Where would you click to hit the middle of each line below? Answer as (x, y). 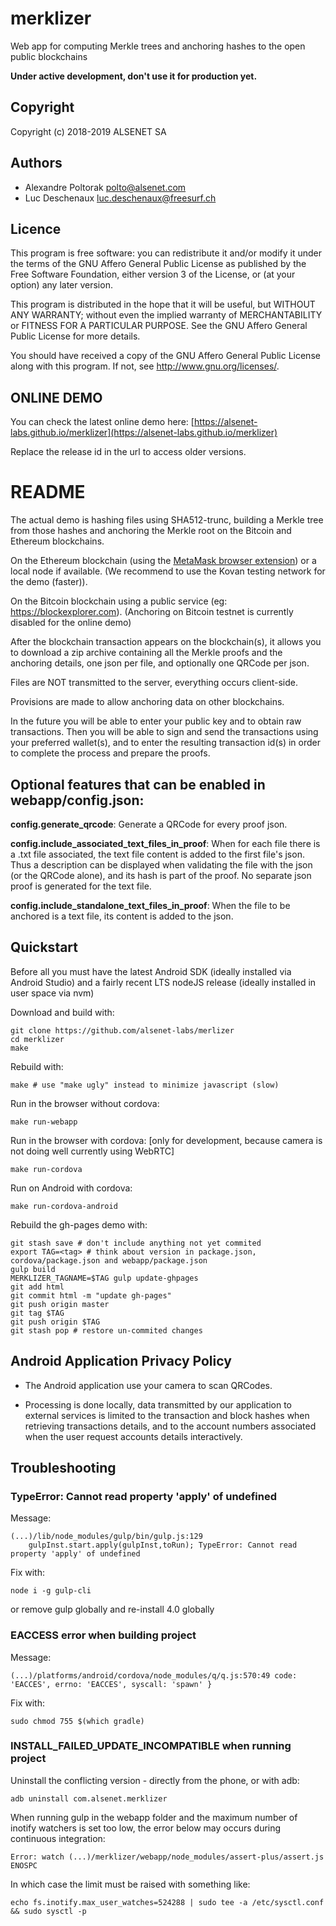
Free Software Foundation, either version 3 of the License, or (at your (153, 274)
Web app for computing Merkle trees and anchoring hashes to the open (158, 46)
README (48, 492)
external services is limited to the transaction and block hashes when (167, 1415)
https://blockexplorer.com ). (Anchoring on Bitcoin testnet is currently (152, 612)
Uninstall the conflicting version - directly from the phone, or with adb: (155, 1780)
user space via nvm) (52, 993)
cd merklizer (37, 1039)
